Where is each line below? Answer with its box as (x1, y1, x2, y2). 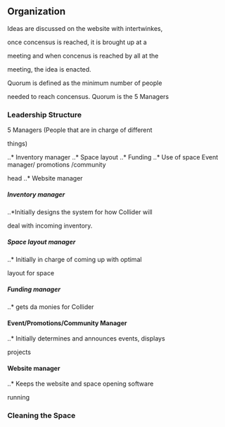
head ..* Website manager (7, 174, 83, 183)
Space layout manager (7, 237, 76, 246)
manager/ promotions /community (7, 161, 107, 169)
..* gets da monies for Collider (7, 303, 94, 311)
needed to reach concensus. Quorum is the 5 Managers (7, 92, 169, 100)
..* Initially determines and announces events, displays (7, 334, 165, 343)
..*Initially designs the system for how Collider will (7, 208, 153, 216)
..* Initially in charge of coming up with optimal (7, 256, 142, 264)
